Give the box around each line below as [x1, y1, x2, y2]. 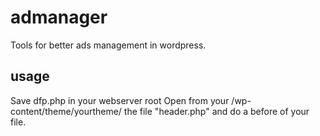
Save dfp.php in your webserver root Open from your [10, 94, 230, 106]
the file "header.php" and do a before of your [123, 105, 310, 117]
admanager [10, 6, 108, 29]
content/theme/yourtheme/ [10, 105, 122, 117]
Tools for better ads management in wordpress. [10, 39, 207, 51]
